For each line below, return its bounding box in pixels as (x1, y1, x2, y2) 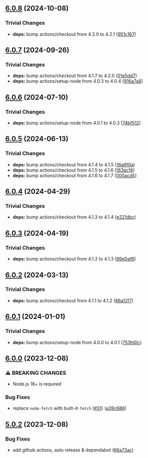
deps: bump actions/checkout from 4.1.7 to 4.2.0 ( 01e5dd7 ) (12, 73, 137, 79)
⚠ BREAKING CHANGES (5, 369, 67, 376)
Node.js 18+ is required (12, 381, 62, 387)
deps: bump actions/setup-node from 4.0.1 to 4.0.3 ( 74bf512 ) (12, 120, 141, 126)
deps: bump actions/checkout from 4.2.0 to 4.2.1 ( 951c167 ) (12, 31, 136, 37)
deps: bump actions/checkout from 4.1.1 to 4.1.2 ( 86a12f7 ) (12, 297, 134, 303)
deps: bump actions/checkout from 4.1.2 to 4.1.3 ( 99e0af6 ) (12, 256, 136, 262)
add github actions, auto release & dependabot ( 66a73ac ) (12, 447, 134, 453)
